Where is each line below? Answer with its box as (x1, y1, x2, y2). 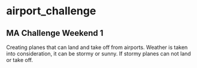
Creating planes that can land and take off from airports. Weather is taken (6, 44, 188, 51)
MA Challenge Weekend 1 (6, 28, 104, 38)
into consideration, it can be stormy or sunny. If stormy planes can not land (6, 50, 192, 57)
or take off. (6, 57, 34, 63)
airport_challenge (6, 4, 96, 18)
